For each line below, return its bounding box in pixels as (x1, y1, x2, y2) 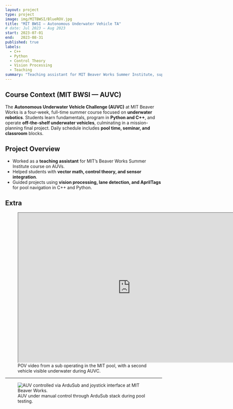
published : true (5, 40, 39, 45)
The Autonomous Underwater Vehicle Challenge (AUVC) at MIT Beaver (5, 104, 154, 110)
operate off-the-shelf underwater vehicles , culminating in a (5, 120, 129, 126)
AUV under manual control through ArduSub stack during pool (17, 393, 145, 399)
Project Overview (5, 145, 60, 153)
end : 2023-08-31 (5, 35, 43, 40)
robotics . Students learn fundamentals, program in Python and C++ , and (5, 114, 155, 120)
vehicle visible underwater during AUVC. (17, 368, 101, 374)
